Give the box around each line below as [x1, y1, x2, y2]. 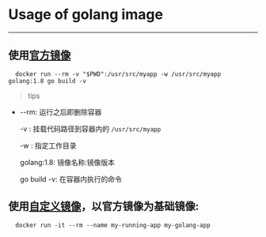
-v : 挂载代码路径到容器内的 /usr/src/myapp [19, 124, 161, 134]
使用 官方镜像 [8, 49, 71, 62]
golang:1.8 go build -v [8, 77, 87, 85]
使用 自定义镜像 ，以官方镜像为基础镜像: [8, 200, 199, 213]
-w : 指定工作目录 [19, 141, 77, 150]
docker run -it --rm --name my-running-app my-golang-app [15, 221, 211, 229]
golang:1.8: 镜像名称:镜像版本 [19, 157, 115, 167]
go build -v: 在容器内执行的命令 [19, 174, 123, 183]
